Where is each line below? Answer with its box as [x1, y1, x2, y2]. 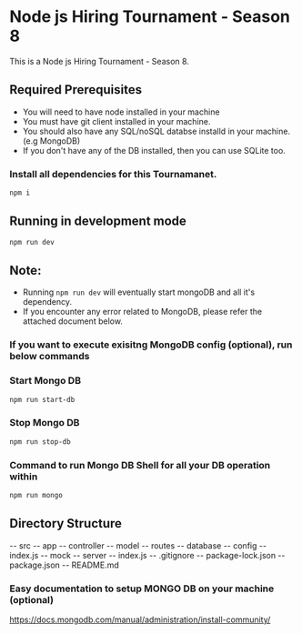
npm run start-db [9, 395, 75, 404]
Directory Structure [9, 516, 123, 531]
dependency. [22, 297, 73, 307]
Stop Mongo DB [9, 417, 80, 429]
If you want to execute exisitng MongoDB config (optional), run [9, 338, 293, 351]
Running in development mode [9, 214, 186, 229]
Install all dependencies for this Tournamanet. [9, 167, 217, 180]
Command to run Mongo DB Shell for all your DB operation [9, 458, 271, 471]
